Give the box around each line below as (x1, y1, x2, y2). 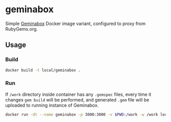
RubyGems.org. (5, 26, 38, 32)
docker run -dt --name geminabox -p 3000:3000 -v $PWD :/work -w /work (5, 112, 158, 117)
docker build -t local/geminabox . (5, 67, 81, 72)
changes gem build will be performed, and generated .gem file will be (5, 96, 149, 103)
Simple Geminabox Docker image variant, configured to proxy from (5, 20, 146, 27)
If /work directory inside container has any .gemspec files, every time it (5, 91, 152, 97)
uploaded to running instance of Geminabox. (5, 102, 99, 108)
